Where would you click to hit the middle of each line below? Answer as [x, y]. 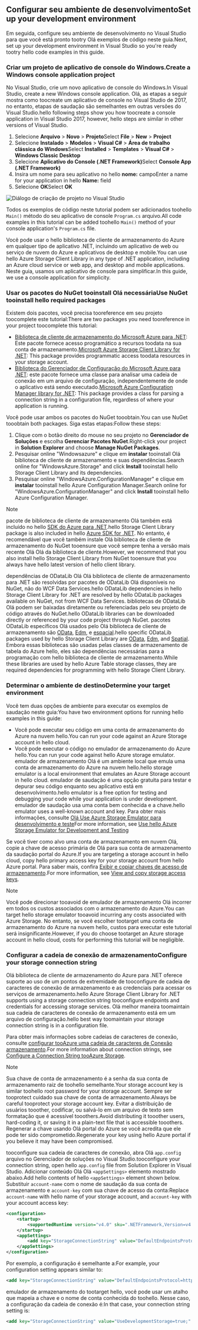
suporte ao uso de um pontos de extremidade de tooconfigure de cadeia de [98, 981]
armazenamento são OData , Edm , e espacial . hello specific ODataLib [89, 633]
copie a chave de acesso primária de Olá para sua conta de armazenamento [99, 848]
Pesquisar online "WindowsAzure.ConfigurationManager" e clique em [99, 479]
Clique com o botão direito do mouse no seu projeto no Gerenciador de [102, 435]
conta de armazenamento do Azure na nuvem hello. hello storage [93, 767]
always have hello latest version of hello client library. [71, 565]
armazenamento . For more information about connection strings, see [89, 1049]
